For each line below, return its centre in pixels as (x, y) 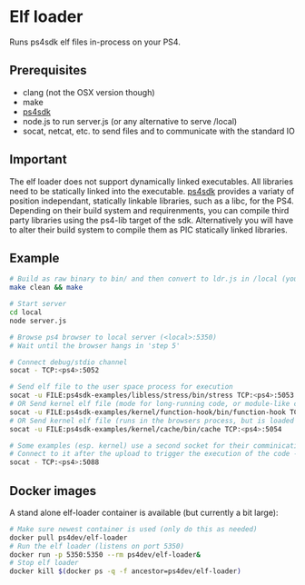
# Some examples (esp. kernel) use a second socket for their (129, 446)
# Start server (38, 304)
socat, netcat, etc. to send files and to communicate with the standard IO (158, 131)
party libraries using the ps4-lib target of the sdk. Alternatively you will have (151, 220)
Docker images (53, 491)
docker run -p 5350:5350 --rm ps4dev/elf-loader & (105, 555)
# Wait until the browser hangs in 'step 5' (95, 346)
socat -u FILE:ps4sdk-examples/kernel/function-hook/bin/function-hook (148, 412)
